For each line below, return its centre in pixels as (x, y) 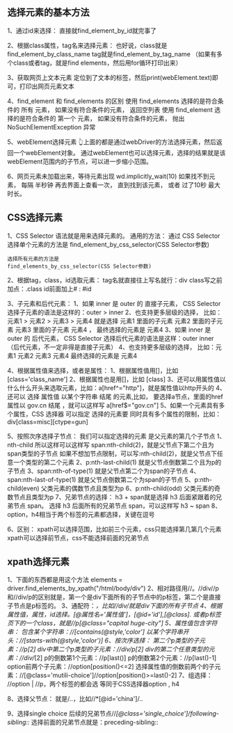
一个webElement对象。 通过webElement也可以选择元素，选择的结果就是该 (119, 152)
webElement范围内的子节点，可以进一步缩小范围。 (80, 161)
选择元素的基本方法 (48, 13)
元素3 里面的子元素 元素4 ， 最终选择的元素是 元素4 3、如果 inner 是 (113, 330)
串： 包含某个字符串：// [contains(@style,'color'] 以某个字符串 (95, 632)
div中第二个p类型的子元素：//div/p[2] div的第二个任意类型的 (123, 650)
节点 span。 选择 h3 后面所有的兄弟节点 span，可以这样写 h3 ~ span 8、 (117, 506)
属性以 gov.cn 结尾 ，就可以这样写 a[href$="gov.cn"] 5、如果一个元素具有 (113, 405)
